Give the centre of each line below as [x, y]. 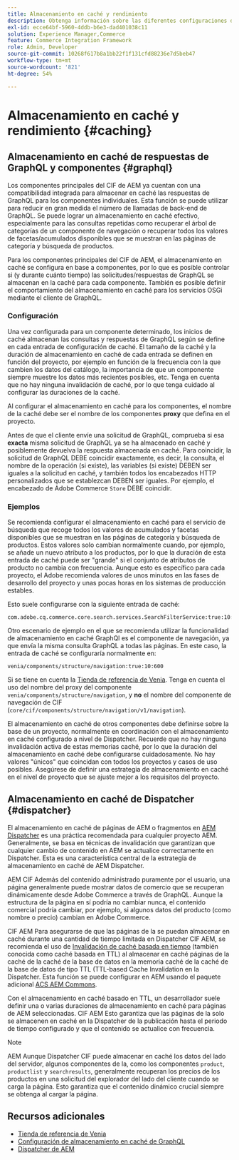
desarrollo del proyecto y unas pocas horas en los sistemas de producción [117, 583]
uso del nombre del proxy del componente [69, 687]
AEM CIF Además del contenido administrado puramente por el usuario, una [119, 879]
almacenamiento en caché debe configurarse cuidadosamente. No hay [111, 755]
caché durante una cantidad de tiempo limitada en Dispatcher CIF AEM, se [117, 939]
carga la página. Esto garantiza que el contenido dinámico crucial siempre [116, 1086]
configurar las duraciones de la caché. [64, 392]
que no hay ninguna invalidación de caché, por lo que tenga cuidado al [111, 384]
